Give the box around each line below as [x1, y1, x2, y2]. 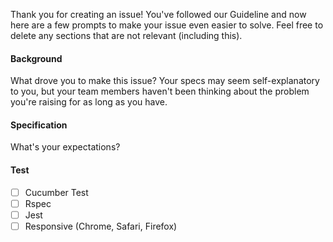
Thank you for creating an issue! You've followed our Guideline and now [10, 9, 307, 20]
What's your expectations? [10, 141, 121, 153]
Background [10, 52, 63, 64]
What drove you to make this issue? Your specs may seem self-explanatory [10, 75, 320, 87]
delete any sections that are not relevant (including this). [10, 30, 243, 41]
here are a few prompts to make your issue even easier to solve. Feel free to [10, 19, 324, 31]
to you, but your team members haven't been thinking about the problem [10, 85, 310, 98]
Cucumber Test [24, 186, 89, 198]
